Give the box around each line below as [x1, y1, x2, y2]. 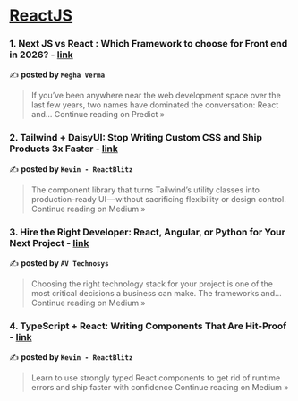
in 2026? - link [9, 48, 73, 61]
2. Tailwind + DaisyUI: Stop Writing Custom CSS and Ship [9, 132, 262, 144]
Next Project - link [9, 236, 89, 249]
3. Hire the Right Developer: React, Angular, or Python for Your [9, 226, 286, 238]
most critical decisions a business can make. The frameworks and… [30, 288, 282, 299]
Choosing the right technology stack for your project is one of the [30, 278, 273, 289]
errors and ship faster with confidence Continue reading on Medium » [30, 382, 289, 393]
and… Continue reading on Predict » [30, 109, 166, 120]
